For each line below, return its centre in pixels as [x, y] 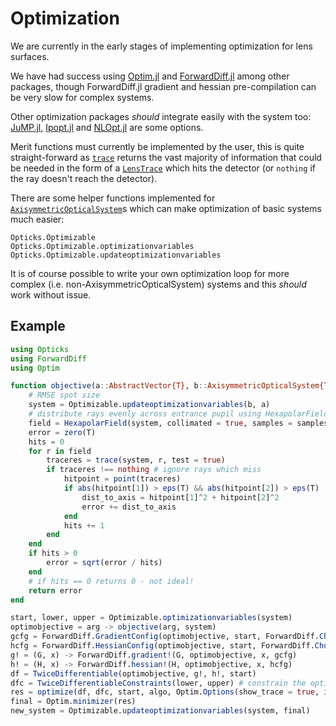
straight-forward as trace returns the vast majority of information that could [166, 157]
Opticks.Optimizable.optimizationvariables [102, 246]
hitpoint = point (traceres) [122, 479]
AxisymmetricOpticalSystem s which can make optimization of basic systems [166, 208]
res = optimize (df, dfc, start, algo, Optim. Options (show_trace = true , [165, 692]
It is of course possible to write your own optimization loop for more [150, 273]
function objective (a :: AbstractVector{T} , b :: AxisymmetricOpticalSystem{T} [171, 386]
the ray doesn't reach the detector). [84, 178]
